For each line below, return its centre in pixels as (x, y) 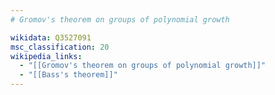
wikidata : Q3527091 (51, 37)
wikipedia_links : (46, 56)
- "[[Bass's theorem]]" (68, 75)
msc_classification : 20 (60, 47)
